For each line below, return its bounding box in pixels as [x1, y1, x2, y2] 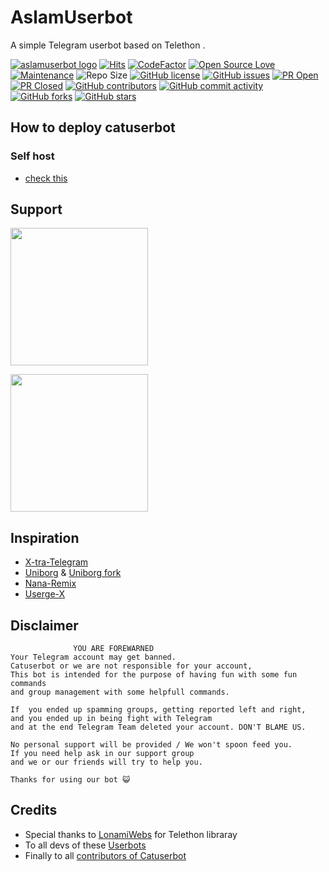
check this [24, 172, 68, 184]
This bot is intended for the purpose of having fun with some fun [10, 670, 298, 680]
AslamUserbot [10, 6, 133, 29]
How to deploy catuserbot [10, 119, 176, 136]
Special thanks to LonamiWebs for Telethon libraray [24, 828, 238, 840]
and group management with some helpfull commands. [10, 687, 230, 698]
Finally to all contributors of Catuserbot [24, 849, 187, 861]
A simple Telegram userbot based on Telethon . [10, 39, 206, 51]
